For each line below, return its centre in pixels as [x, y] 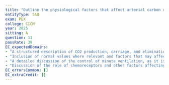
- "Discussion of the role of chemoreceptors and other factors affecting [85, 65]
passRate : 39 [19, 42]
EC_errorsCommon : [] [27, 70]
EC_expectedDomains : [27, 47]
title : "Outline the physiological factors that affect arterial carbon [83, 10]
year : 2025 [17, 28]
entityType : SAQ [22, 14]
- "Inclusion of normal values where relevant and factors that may [78, 56]
